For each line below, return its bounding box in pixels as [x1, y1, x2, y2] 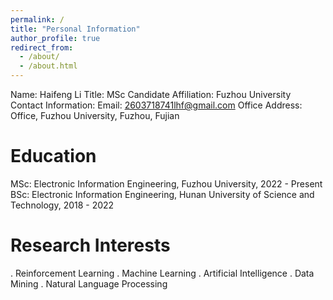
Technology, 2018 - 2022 [10, 199, 115, 211]
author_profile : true [10, 33, 101, 43]
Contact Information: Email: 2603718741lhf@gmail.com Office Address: [10, 99, 303, 111]
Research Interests [10, 234, 171, 257]
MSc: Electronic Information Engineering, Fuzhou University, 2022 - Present [10, 177, 323, 190]
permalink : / [10, 14, 65, 25]
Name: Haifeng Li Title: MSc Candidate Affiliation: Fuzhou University [10, 89, 292, 100]
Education [10, 145, 97, 168]
